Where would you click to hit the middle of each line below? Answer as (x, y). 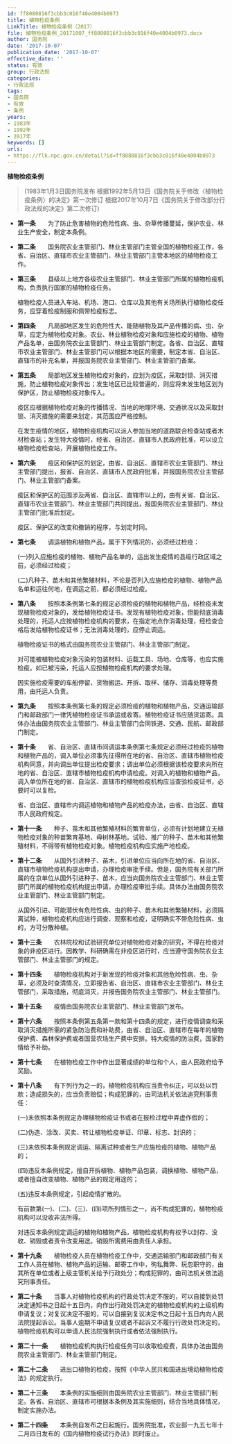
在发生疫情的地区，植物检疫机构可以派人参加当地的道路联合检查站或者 (117, 431)
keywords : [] (26, 143)
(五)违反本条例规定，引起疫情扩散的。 (71, 1194)
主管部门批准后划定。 (47, 512)
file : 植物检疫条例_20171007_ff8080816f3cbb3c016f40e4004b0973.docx (105, 33)
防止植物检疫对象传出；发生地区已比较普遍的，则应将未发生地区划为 (126, 383)
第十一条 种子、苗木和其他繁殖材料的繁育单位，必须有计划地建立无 (117, 828)
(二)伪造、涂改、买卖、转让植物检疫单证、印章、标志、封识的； (108, 1132)
